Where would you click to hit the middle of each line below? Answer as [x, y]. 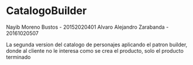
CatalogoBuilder [46, 11]
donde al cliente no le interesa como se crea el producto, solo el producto [95, 50]
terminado [18, 57]
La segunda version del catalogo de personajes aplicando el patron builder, [97, 45]
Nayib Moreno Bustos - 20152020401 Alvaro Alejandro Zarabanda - [87, 27]
